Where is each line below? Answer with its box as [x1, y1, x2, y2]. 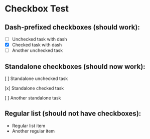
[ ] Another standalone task [5, 95, 61, 100]
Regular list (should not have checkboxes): [5, 109, 141, 118]
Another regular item [12, 128, 55, 134]
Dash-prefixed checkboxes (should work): [5, 23, 140, 31]
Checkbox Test [5, 3, 69, 14]
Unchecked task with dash [12, 36, 67, 42]
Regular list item [12, 122, 46, 128]
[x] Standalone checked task [5, 85, 64, 91]
